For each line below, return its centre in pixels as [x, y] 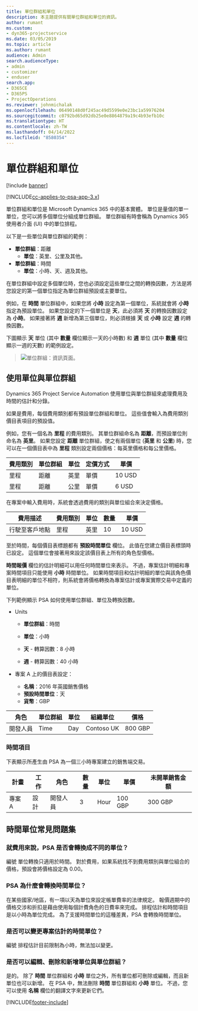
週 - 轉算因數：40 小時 [51, 661]
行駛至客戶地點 [30, 529]
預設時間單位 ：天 [44, 694]
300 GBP [160, 802]
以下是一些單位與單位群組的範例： [47, 236]
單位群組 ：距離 [33, 249]
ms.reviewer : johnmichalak [39, 105]
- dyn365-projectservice [37, 34]
